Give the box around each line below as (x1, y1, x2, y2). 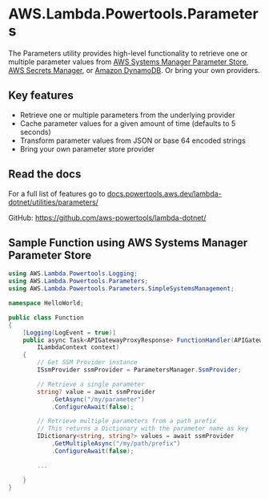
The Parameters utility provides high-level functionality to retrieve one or (8, 48, 248, 58)
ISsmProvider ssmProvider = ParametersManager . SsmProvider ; (37, 366, 242, 374)
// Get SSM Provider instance (37, 359, 138, 367)
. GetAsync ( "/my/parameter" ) (50, 395, 146, 404)
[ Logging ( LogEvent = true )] (22, 328, 116, 337)
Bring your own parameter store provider (19, 144, 155, 153)
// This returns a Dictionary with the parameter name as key (37, 424, 249, 433)
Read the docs (8, 168, 82, 181)
